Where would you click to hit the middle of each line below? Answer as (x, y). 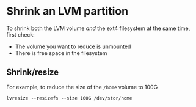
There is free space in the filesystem (61, 53)
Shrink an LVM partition (67, 11)
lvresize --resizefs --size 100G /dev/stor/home (69, 98)
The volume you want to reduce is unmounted (73, 46)
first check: (20, 34)
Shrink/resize (33, 72)
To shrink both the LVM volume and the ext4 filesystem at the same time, (98, 28)
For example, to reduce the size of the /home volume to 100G (82, 87)
